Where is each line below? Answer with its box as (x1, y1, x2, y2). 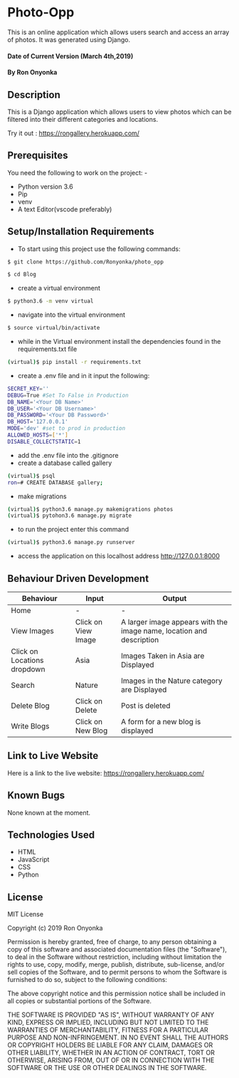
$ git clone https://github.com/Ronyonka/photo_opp (7, 258, 164, 266)
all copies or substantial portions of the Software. (7, 997, 152, 1005)
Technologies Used (7, 829, 95, 841)
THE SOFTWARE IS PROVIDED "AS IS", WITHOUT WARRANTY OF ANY (7, 1010, 215, 1019)
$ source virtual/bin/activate (7, 325, 100, 332)
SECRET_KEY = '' (7, 385, 50, 392)
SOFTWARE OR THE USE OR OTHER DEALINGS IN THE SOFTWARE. (7, 1064, 207, 1072)
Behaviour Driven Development (7, 572, 149, 585)
